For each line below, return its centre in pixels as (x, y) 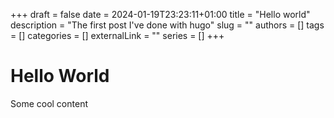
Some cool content (49, 103)
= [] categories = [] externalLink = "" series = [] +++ (117, 35)
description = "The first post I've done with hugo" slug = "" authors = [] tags (167, 25)
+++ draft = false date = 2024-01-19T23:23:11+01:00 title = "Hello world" (160, 14)
